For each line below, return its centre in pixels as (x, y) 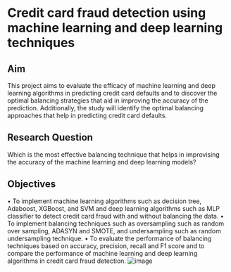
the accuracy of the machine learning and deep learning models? (102, 162)
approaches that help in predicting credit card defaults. (87, 115)
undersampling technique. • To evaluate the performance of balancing (110, 238)
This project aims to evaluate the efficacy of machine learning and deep (112, 85)
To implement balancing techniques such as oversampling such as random (116, 224)
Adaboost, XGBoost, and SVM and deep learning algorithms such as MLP (114, 208)
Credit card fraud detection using (107, 13)
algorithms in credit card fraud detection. (67, 261)
